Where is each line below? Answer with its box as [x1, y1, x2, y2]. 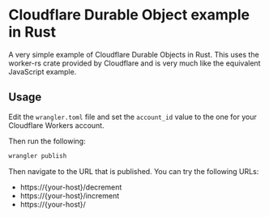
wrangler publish [8, 151, 67, 160]
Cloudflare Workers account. [8, 120, 105, 130]
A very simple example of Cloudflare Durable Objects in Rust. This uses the [8, 49, 259, 59]
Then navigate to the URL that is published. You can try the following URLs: [8, 166, 259, 176]
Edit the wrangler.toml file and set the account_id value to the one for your [8, 112, 257, 121]
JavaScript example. [8, 66, 77, 76]
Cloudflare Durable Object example [8, 6, 250, 24]
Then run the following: [8, 136, 87, 146]
